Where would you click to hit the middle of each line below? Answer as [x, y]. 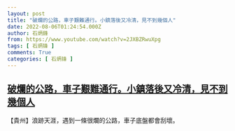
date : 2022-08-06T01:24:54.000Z [54, 26]
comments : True [29, 53]
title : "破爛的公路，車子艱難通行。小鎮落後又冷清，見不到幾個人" [92, 20]
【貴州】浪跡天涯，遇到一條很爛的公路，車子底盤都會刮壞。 [93, 120]
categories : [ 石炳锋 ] [40, 59]
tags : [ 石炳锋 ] [31, 46]
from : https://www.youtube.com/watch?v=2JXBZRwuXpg [84, 40]
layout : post [26, 14]
